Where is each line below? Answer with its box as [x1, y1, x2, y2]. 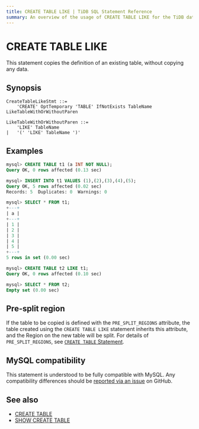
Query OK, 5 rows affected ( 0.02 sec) [6, 183, 102, 189]
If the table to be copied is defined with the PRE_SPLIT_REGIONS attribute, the [6, 319, 191, 326]
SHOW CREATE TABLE [14, 417, 70, 424]
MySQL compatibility [6, 355, 86, 366]
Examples [6, 146, 43, 156]
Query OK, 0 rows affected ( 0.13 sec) [6, 167, 102, 173]
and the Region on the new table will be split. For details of [6, 332, 149, 339]
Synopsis [6, 82, 41, 93]
